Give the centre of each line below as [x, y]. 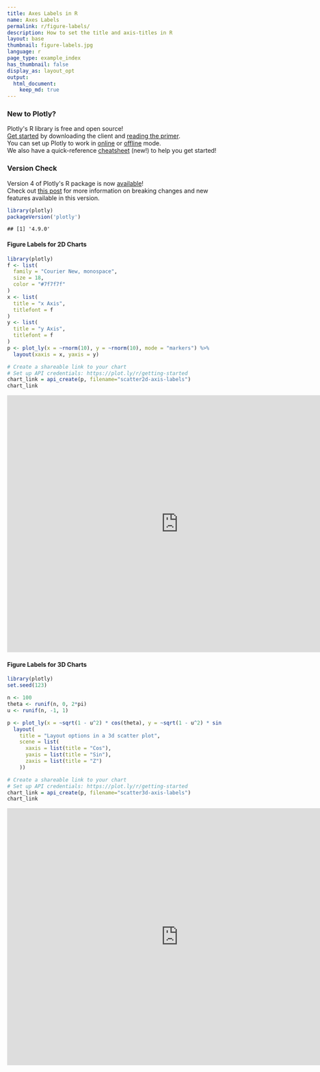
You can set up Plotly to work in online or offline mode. [84, 143]
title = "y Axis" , [40, 329]
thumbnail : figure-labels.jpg [50, 45]
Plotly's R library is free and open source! [65, 129]
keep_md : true [39, 90]
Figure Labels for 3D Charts [47, 664]
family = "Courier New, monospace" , [65, 271]
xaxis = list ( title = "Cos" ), [68, 748]
